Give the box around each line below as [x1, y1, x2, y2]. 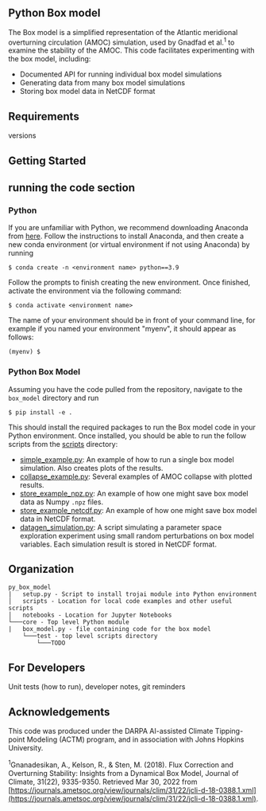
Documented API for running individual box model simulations [19, 69, 222, 79]
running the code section [8, 181, 135, 194]
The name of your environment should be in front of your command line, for [8, 315, 256, 325]
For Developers [8, 660, 86, 674]
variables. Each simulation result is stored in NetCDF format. [19, 539, 217, 549]
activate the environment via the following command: [8, 286, 182, 296]
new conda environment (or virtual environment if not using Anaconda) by [8, 240, 250, 249]
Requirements [8, 109, 79, 123]
